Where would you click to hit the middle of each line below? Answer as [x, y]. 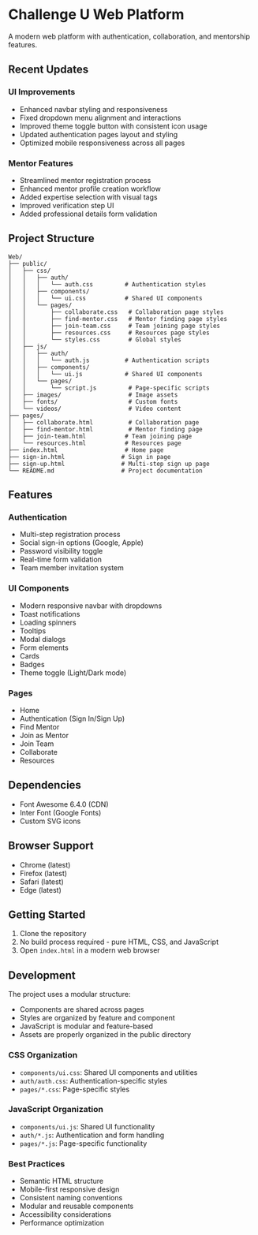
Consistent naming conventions [71, 1198]
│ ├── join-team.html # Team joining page [100, 436]
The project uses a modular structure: [70, 994]
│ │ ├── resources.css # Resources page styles [109, 333]
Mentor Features [41, 163]
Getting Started [47, 915]
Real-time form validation [61, 560]
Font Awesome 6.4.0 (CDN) [64, 804]
